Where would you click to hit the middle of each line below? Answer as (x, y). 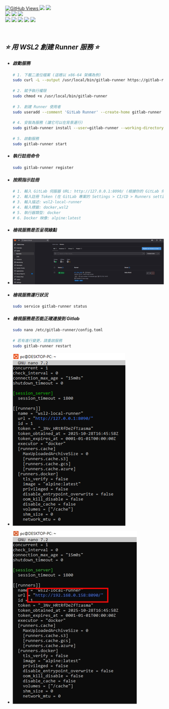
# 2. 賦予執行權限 (29, 91)
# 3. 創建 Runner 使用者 (37, 107)
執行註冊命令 (26, 156)
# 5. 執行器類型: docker (37, 213)
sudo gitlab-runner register (43, 168)
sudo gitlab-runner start (39, 144)
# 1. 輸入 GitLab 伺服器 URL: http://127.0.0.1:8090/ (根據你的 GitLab (86, 192)
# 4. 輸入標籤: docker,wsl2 (40, 207)
